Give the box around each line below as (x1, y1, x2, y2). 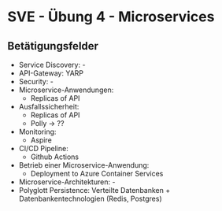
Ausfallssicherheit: (18, 102, 80, 111)
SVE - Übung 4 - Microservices (7, 8, 215, 26)
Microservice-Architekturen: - (18, 177, 116, 187)
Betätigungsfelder (7, 39, 99, 53)
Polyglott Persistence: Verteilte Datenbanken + (18, 186, 171, 194)
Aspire (30, 135, 52, 145)
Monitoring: (18, 127, 57, 136)
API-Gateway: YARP (18, 68, 84, 78)
